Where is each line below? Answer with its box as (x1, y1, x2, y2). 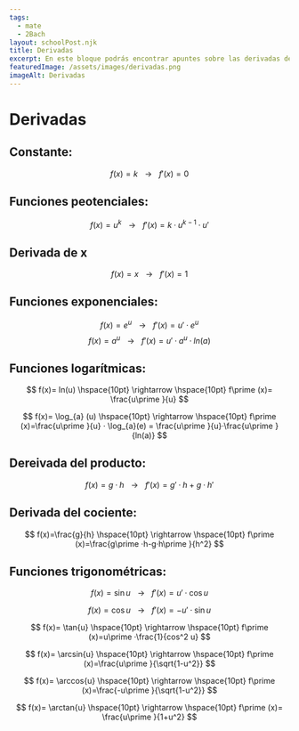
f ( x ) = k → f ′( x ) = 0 (109, 168, 190, 179)
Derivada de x (9, 245, 87, 260)
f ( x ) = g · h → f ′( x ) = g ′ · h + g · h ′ (85, 479, 214, 490)
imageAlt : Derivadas (9, 71, 86, 80)
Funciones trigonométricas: (9, 564, 167, 579)
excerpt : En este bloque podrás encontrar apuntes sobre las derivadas (9, 54, 280, 63)
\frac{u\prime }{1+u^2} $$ (101, 711, 198, 722)
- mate (17, 21, 42, 30)
